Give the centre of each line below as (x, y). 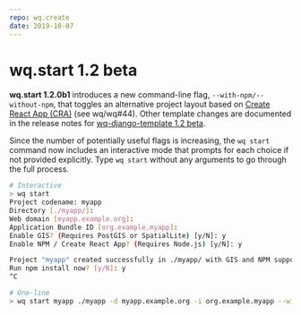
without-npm (31, 105)
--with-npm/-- (238, 96)
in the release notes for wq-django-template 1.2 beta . (107, 123)
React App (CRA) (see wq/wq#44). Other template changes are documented (150, 114)
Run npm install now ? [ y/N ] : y (68, 268)
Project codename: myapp (56, 202)
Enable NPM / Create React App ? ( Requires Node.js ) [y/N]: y (126, 244)
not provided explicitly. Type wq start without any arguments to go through (148, 160)
